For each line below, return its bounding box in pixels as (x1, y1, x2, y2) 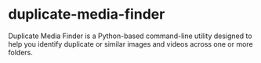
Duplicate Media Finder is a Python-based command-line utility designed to (8, 31, 252, 40)
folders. (8, 47, 33, 57)
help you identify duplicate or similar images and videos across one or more (8, 39, 253, 48)
